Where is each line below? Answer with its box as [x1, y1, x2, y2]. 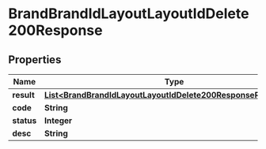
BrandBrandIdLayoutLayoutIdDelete [8, 5, 249, 23]
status [12, 115, 37, 126]
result [12, 90, 36, 100]
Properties [8, 53, 62, 66]
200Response [8, 21, 103, 39]
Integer [44, 115, 73, 126]
